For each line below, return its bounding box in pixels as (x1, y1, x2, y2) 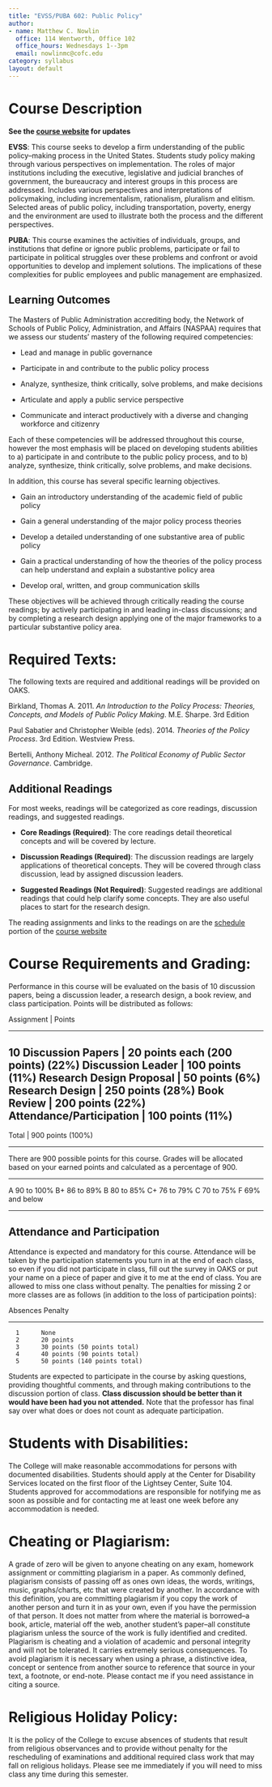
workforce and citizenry (19, 419, 100, 429)
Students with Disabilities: (8, 1435, 189, 1452)
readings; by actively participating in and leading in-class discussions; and (8, 604, 257, 614)
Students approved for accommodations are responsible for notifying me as (8, 1486, 261, 1496)
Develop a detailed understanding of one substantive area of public (19, 531, 245, 541)
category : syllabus (8, 58, 74, 66)
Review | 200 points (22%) (8, 1096, 147, 1110)
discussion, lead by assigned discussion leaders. (19, 869, 184, 879)
